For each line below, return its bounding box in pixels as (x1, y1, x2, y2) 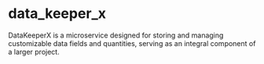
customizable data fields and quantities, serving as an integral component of (8, 38, 256, 48)
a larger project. (8, 47, 60, 56)
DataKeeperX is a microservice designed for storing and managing (8, 30, 224, 40)
